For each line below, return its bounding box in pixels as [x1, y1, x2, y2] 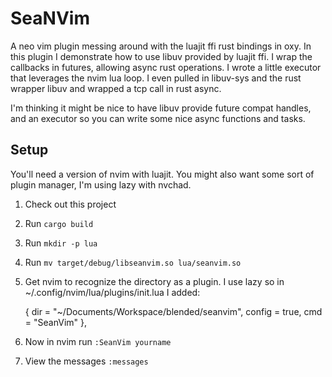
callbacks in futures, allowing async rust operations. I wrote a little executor [10, 61, 322, 73]
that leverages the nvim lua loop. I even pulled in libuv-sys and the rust [10, 72, 302, 84]
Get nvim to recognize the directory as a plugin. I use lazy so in [24, 275, 285, 287]
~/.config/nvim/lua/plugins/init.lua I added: [24, 286, 201, 298]
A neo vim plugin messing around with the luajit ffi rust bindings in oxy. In [10, 40, 312, 52]
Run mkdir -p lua [24, 237, 98, 249]
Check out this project [24, 198, 117, 210]
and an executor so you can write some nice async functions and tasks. [10, 112, 306, 124]
